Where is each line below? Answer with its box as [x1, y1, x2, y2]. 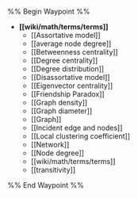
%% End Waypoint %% [7, 181, 84, 189]
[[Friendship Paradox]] [30, 89, 105, 98]
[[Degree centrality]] [30, 55, 98, 65]
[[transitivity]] [30, 166, 76, 174]
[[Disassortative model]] [30, 73, 110, 82]
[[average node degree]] [30, 39, 112, 48]
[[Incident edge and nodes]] [30, 123, 123, 132]
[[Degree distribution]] [30, 64, 105, 74]
